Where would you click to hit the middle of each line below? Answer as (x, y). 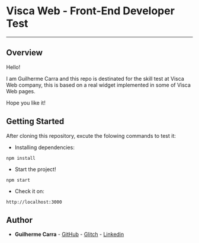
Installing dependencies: (45, 147)
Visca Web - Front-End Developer (90, 11)
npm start (18, 180)
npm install (21, 158)
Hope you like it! (26, 103)
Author (19, 220)
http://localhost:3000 (34, 202)
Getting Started (35, 121)
